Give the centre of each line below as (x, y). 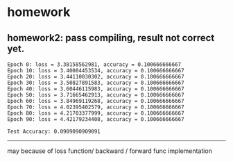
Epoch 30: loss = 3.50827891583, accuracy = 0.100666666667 (96, 83)
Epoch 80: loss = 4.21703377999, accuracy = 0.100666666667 (96, 113)
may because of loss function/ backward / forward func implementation (110, 151)
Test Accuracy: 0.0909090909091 (54, 131)
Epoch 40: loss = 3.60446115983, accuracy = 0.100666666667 (96, 89)
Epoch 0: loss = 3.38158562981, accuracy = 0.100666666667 (94, 65)
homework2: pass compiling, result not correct (111, 38)
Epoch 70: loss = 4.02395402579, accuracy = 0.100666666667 (96, 107)
